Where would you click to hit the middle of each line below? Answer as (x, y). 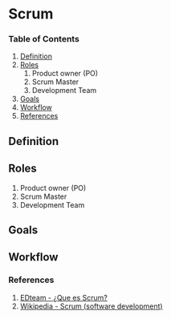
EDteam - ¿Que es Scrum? (64, 297)
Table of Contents (44, 39)
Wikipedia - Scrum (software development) (91, 306)
